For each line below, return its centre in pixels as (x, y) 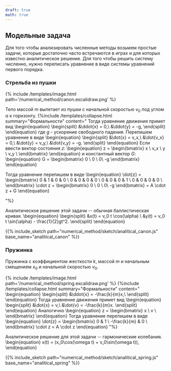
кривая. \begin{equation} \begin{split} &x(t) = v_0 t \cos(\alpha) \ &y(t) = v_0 (85, 216)
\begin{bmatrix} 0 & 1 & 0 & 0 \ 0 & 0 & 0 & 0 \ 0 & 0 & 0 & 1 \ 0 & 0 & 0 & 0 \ (84, 180)
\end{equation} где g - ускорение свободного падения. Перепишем (79, 132)
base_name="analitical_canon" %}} (42, 237)
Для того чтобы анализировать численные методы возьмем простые (81, 48)
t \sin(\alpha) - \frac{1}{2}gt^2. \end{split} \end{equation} (65, 222)
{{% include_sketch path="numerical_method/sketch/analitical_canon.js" (82, 231)
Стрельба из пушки (31, 83)
